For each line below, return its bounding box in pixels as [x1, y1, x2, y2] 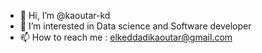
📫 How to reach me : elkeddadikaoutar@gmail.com [19, 31, 233, 43]
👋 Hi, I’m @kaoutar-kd [19, 10, 111, 21]
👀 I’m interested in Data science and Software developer [19, 20, 252, 32]
